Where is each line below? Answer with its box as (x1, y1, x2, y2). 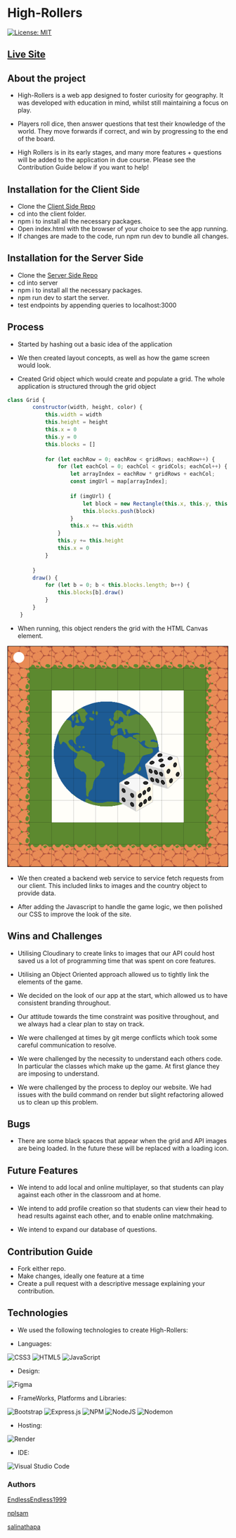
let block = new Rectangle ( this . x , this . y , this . (82, 500, 231, 507)
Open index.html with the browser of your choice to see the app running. (17, 224, 228, 233)
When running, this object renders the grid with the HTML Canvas (17, 624, 209, 632)
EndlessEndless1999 (7, 1495, 67, 1504)
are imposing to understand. (17, 1069, 100, 1078)
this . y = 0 (44, 434, 77, 441)
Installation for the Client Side (7, 183, 140, 195)
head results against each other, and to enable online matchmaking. (17, 1212, 214, 1220)
